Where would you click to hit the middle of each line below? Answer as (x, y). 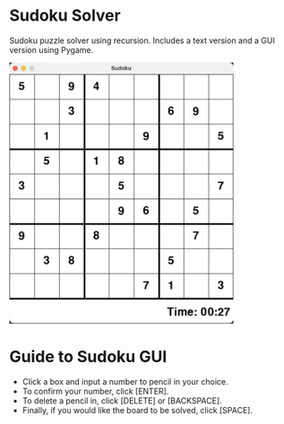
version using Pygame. (52, 49)
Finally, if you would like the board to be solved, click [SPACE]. (138, 410)
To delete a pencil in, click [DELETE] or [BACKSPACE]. (122, 401)
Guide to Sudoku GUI (88, 357)
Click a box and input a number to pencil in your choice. (125, 381)
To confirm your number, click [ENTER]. (95, 391)
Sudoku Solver (65, 16)
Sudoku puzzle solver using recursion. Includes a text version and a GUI (142, 40)
